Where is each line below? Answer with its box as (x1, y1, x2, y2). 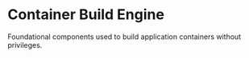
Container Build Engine (7, 6, 164, 24)
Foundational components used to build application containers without (7, 32, 242, 41)
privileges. (7, 40, 43, 49)
